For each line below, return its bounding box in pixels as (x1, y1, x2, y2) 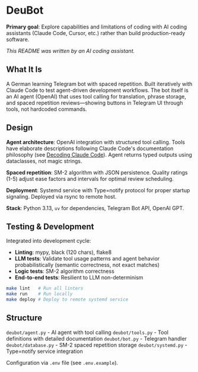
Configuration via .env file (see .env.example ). (6, 359, 119, 366)
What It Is (6, 65, 43, 75)
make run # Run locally (6, 291, 73, 297)
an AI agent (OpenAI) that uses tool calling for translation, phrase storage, (6, 93, 187, 100)
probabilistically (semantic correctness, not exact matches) (14, 262, 160, 269)
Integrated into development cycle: (6, 237, 91, 244)
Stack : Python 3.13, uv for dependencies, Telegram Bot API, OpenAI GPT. (6, 204, 184, 211)
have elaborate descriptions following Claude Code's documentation (6, 145, 174, 152)
